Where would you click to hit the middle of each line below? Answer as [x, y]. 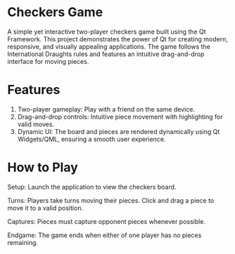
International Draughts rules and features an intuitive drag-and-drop [106, 54]
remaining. [23, 242]
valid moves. [36, 124]
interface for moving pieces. [48, 61]
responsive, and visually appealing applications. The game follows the [109, 46]
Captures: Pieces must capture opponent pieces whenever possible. [107, 221]
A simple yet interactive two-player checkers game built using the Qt [107, 32]
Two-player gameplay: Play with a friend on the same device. [106, 109]
